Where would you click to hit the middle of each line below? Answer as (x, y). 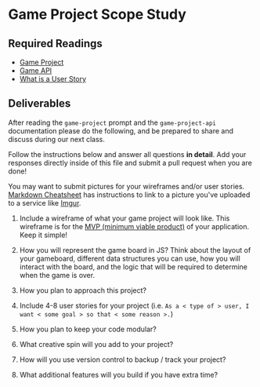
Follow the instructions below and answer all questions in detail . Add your (127, 154)
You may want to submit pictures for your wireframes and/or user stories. (126, 186)
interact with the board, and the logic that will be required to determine (134, 267)
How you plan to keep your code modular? (88, 329)
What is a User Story (53, 79)
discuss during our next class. (57, 139)
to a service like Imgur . (45, 203)
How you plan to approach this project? (83, 290)
